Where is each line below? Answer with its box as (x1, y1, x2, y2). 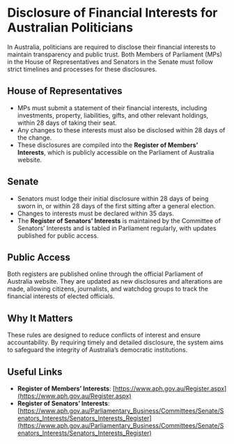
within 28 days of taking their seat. (17, 118, 117, 127)
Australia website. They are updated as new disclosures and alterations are (7, 277, 223, 286)
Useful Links (7, 366, 63, 378)
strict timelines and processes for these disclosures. (7, 65, 157, 73)
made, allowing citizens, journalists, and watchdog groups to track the (7, 284, 209, 293)
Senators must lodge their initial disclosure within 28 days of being (17, 194, 209, 203)
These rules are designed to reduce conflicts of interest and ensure (7, 331, 201, 339)
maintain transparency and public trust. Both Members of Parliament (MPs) (7, 50, 223, 59)
